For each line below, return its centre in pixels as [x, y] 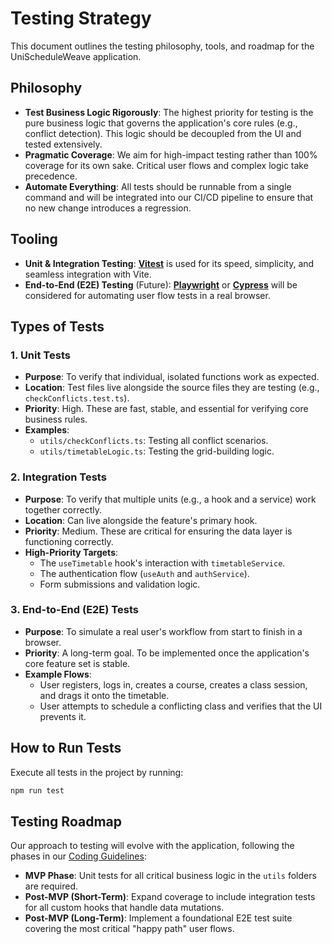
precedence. [51, 176]
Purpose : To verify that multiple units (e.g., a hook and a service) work [170, 499]
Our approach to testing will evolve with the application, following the [152, 846]
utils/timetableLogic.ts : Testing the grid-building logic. [157, 451]
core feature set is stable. [77, 663]
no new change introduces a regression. [108, 208]
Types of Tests [57, 326]
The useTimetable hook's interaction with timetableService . [162, 563]
